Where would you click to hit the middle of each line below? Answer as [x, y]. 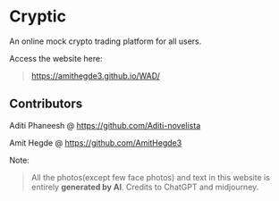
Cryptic [38, 17]
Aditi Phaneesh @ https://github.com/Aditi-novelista [105, 125]
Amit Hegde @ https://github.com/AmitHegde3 [96, 142]
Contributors [46, 104]
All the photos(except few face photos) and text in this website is [151, 177]
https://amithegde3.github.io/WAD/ [96, 75]
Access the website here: [56, 58]
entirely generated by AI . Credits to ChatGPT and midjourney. [145, 187]
